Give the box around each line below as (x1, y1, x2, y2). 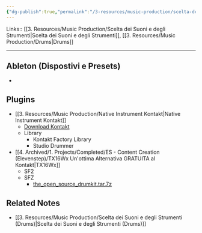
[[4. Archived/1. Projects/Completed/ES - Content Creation (14, 148, 161, 156)
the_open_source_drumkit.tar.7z (32, 181, 112, 188)
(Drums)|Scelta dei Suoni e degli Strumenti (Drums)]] (14, 220, 147, 228)
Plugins (6, 94, 35, 104)
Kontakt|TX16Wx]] (14, 162, 61, 169)
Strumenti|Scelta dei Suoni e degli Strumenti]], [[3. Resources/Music (6, 31, 176, 39)
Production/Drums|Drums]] (6, 38, 74, 45)
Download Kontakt (23, 123, 70, 130)
